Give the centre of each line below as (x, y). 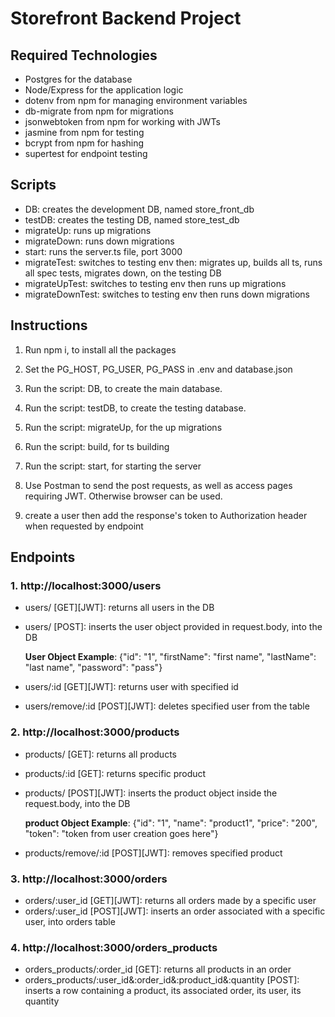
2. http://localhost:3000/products (95, 732)
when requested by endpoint (84, 526)
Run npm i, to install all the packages (100, 349)
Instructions (49, 325)
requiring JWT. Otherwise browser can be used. (123, 496)
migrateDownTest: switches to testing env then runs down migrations (167, 294)
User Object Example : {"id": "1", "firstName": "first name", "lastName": (170, 657)
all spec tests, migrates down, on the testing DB (123, 273)
